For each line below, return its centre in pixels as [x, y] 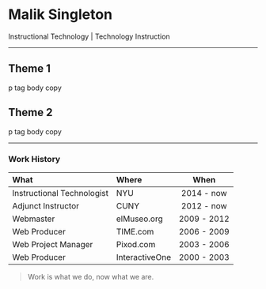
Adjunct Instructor [46, 205]
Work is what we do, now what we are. [91, 276]
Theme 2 [30, 113]
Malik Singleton [61, 15]
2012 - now [204, 205]
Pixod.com [136, 244]
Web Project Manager [53, 244]
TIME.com [135, 231]
